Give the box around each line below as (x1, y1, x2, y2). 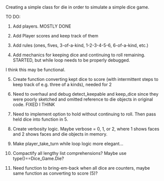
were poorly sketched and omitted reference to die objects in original (12, 96, 153, 102)
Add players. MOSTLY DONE (12, 23, 71, 29)
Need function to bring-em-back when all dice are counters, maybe (12, 165, 150, 171)
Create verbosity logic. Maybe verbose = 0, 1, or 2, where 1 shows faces (12, 126, 160, 132)
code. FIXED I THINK (12, 102, 55, 108)
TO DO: (5, 14, 21, 19)
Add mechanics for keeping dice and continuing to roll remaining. (12, 52, 146, 58)
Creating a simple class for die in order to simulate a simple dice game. (5, 4, 150, 10)
